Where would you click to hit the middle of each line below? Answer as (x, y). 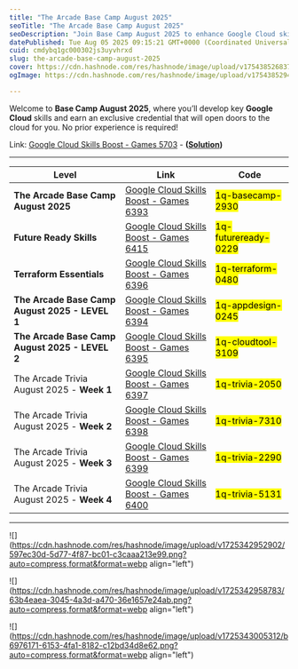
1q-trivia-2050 (248, 384)
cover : (21, 68)
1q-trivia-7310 (248, 420)
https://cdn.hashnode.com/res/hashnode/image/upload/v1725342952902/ (149, 545)
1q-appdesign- (248, 305)
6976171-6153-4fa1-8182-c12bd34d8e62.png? (94, 645)
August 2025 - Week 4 (63, 499)
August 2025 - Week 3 (63, 463)
